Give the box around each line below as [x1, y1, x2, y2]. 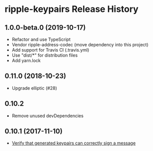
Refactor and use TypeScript [11, 36, 71, 42]
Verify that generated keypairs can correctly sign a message [11, 140, 136, 146]
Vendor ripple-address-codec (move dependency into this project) [11, 42, 149, 48]
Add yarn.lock [11, 58, 41, 63]
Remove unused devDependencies [11, 113, 84, 119]
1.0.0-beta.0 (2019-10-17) [4, 23, 86, 32]
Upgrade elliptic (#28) [11, 85, 58, 91]
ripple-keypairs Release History [4, 3, 139, 15]
